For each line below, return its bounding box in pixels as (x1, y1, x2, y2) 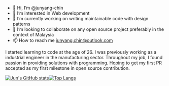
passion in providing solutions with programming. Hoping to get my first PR (5, 60, 162, 66)
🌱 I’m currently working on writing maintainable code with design (12, 16, 149, 21)
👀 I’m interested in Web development (12, 10, 90, 16)
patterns (12, 21, 30, 27)
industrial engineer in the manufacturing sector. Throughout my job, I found (5, 55, 163, 60)
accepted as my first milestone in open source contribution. (5, 65, 130, 71)
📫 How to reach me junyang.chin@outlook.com (12, 37, 113, 43)
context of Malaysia (12, 32, 54, 37)
